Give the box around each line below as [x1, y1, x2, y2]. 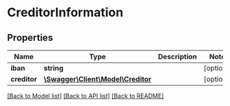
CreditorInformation [7, 5, 124, 20]
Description [157, 52, 197, 61]
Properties [7, 32, 53, 43]
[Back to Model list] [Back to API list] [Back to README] [7, 92, 164, 100]
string [43, 63, 64, 73]
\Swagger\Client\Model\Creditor [43, 75, 152, 84]
